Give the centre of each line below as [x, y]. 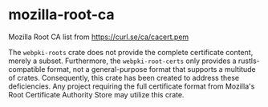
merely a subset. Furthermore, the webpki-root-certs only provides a [122, 61]
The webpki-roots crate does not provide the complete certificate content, [131, 52]
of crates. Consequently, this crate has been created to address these [124, 77]
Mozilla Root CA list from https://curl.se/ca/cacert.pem [99, 37]
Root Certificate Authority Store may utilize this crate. [96, 94]
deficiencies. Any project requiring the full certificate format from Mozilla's [132, 86]
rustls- [249, 61]
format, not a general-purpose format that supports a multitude [152, 69]
